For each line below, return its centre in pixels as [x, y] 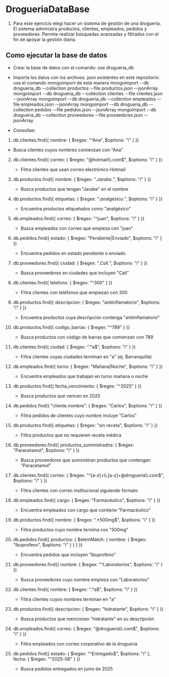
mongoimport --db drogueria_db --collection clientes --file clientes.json [88, 93]
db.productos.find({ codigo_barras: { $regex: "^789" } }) [71, 327]
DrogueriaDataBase [48, 9]
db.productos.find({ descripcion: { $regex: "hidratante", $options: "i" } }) [88, 609]
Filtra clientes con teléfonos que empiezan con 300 [74, 292]
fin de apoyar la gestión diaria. [45, 39]
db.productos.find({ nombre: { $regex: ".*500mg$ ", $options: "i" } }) [84, 520]
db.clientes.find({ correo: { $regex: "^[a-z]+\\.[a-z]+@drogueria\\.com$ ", [89, 475]
